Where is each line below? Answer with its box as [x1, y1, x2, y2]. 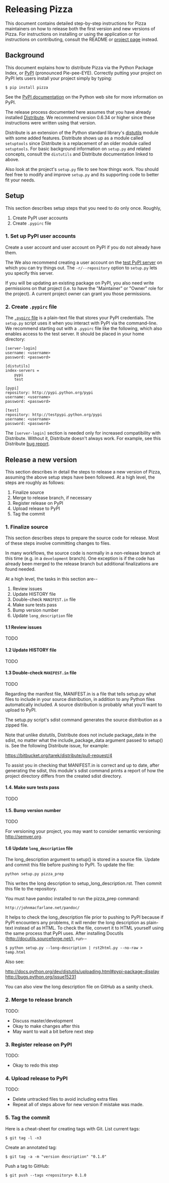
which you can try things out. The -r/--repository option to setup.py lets [5, 264, 157, 271]
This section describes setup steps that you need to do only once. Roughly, [5, 205, 161, 211]
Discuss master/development [12, 1017, 73, 1024]
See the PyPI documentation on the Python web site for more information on [5, 93, 163, 100]
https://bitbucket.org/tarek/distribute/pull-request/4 [5, 752, 113, 759]
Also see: [5, 959, 25, 965]
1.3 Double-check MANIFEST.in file [5, 670, 77, 676]
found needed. [5, 566, 36, 572]
